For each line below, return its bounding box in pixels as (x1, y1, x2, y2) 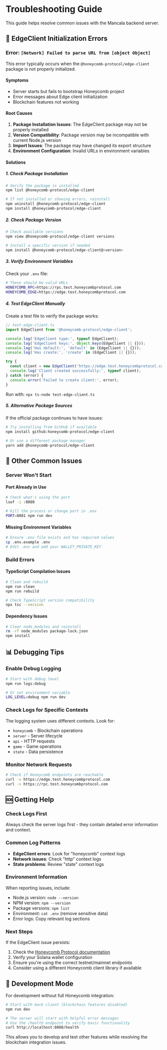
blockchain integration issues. (5, 1039, 67, 1046)
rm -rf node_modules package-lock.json (5, 629, 88, 634)
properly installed (12, 127, 49, 133)
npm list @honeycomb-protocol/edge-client (5, 188, 95, 193)
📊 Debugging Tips (5, 648, 64, 656)
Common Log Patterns (5, 840, 61, 846)
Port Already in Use (5, 484, 47, 490)
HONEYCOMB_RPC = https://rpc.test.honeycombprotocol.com (5, 285, 121, 290)
